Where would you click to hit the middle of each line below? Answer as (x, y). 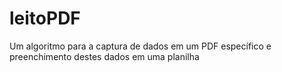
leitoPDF (45, 18)
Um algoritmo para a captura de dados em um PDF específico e (140, 46)
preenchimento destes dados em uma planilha (104, 56)
